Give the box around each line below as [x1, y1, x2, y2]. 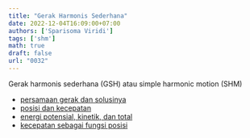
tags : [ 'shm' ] [8, 34, 56, 43]
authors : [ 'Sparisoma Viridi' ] [8, 27, 114, 35]
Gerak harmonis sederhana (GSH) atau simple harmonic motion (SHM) [8, 78, 243, 89]
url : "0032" [8, 57, 48, 65]
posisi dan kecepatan [19, 102, 91, 113]
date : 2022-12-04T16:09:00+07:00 [8, 19, 121, 27]
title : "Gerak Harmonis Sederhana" [8, 11, 128, 20]
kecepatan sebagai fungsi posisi [19, 120, 128, 130]
